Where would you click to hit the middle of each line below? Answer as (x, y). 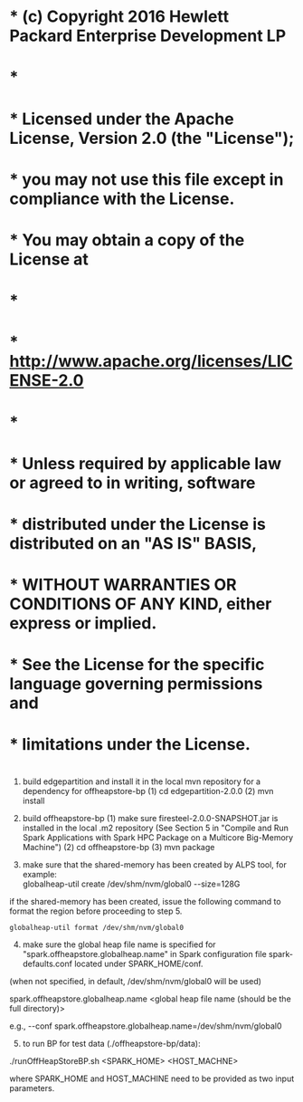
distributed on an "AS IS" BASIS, (133, 543)
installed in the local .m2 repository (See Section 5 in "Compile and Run (156, 828)
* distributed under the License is (138, 524)
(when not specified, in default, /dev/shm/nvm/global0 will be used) (136, 981)
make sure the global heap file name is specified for (119, 944)
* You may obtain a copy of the (127, 240)
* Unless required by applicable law (146, 463)
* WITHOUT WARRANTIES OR (123, 585)
